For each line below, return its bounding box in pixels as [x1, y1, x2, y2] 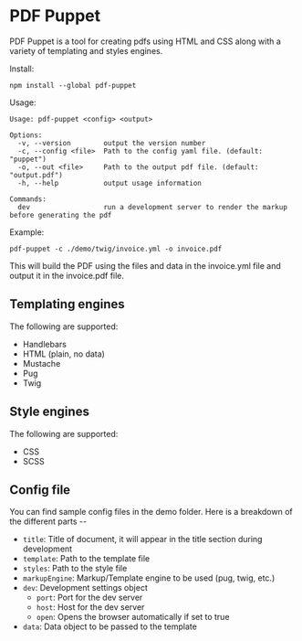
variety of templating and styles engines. [9, 45, 163, 56]
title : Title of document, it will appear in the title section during [22, 534, 263, 545]
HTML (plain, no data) [22, 348, 105, 359]
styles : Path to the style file [22, 563, 128, 574]
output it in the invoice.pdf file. [9, 270, 125, 281]
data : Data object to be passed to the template [22, 621, 198, 632]
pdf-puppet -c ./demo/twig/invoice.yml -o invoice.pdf [9, 244, 223, 253]
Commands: [9, 194, 47, 204]
